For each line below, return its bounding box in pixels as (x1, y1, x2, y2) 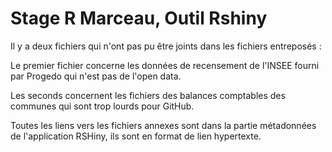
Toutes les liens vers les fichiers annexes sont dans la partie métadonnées (10, 119, 317, 131)
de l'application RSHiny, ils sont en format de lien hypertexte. (10, 130, 262, 142)
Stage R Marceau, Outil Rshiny (10, 7, 268, 30)
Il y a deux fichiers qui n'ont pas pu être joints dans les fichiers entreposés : (10, 40, 322, 52)
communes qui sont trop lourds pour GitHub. (10, 100, 195, 112)
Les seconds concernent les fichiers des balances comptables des (10, 89, 286, 101)
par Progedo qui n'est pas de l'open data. (10, 70, 182, 82)
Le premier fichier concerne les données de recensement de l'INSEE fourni (10, 59, 320, 71)
